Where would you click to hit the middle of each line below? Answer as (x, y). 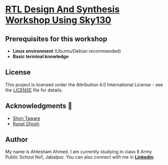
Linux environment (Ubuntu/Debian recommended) (67, 51)
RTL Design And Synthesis (63, 9)
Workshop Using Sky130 (58, 20)
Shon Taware (26, 118)
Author (16, 140)
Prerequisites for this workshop (56, 39)
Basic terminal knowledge (41, 56)
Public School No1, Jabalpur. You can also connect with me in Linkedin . (80, 157)
